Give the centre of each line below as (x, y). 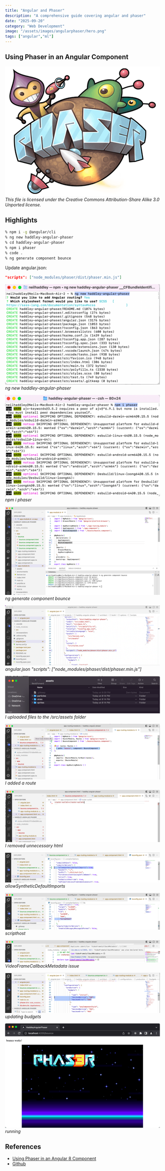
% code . (14, 253)
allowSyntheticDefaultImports (35, 886)
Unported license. (23, 204)
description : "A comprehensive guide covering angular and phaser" (76, 16)
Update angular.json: (26, 268)
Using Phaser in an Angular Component (67, 57)
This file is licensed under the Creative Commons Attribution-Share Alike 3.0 (82, 199)
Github (19, 1164)
